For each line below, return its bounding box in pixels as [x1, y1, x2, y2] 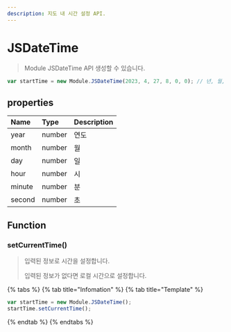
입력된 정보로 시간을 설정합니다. [24, 256, 110, 265]
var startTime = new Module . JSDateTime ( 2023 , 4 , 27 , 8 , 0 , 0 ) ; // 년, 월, [7, 78, 225, 85]
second [10, 195, 35, 204]
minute [10, 182, 33, 191]
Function [7, 219, 46, 231]
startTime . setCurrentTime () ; [7, 305, 92, 312]
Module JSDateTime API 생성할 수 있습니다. [24, 64, 146, 72]
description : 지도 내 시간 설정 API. [7, 10, 106, 17]
